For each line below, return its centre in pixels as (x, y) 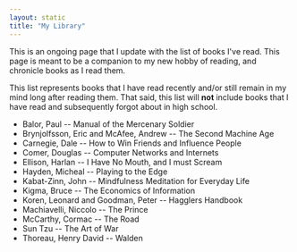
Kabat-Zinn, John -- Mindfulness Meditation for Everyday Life (136, 181)
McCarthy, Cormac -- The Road (81, 219)
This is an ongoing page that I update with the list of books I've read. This (144, 51)
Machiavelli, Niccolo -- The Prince (85, 209)
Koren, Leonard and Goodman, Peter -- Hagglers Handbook (132, 200)
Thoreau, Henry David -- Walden (82, 238)
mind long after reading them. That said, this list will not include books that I (149, 97)
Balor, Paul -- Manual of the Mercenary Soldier (108, 124)
